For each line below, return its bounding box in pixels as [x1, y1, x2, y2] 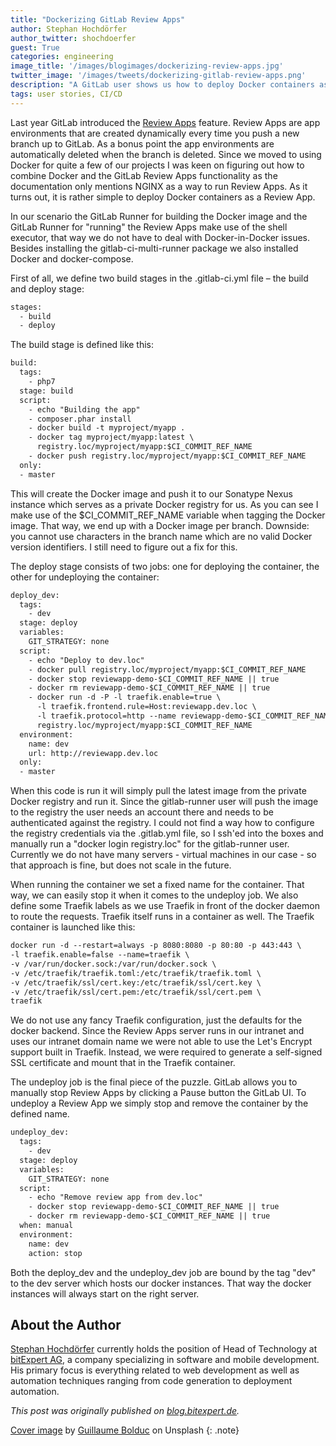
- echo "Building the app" [28, 404, 141, 415]
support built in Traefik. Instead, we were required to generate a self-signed [10, 1046, 323, 1058]
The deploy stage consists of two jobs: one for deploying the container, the [10, 560, 320, 572]
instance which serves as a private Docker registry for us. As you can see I [10, 498, 319, 510]
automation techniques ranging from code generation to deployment [10, 1375, 293, 1387]
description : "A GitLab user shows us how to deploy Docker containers [10, 80, 315, 90]
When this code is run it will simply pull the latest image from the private [10, 785, 307, 797]
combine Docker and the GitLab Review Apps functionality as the [10, 169, 278, 181]
